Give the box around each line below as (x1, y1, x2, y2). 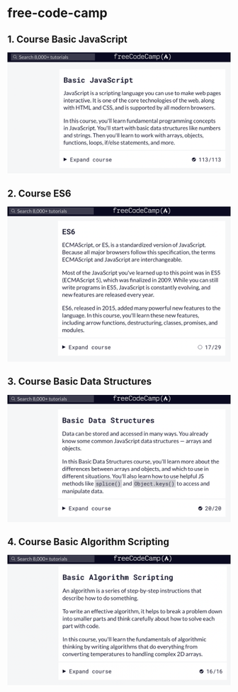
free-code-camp (7, 5, 108, 21)
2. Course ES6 (7, 187, 72, 199)
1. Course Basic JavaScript (7, 33, 127, 45)
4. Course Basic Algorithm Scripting (7, 535, 170, 547)
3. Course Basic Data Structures (7, 376, 152, 388)
